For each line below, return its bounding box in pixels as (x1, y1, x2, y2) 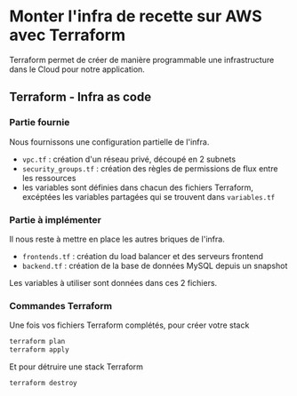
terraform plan (9, 337, 66, 346)
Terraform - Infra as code (9, 90, 152, 105)
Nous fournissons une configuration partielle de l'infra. (9, 136, 210, 147)
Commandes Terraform (9, 299, 113, 312)
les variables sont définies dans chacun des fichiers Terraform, (21, 182, 253, 193)
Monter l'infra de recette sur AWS (9, 6, 262, 27)
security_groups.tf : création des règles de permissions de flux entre (21, 162, 278, 174)
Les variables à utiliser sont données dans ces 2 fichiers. (9, 277, 218, 288)
